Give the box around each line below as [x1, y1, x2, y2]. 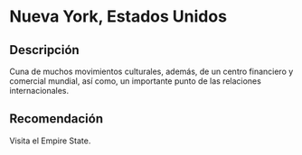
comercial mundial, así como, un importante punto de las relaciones [9, 76, 262, 87]
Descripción [9, 42, 80, 58]
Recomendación [9, 111, 104, 127]
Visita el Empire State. [9, 135, 91, 146]
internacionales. [9, 86, 70, 96]
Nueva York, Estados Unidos [9, 6, 228, 27]
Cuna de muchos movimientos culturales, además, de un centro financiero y [9, 66, 294, 77]
